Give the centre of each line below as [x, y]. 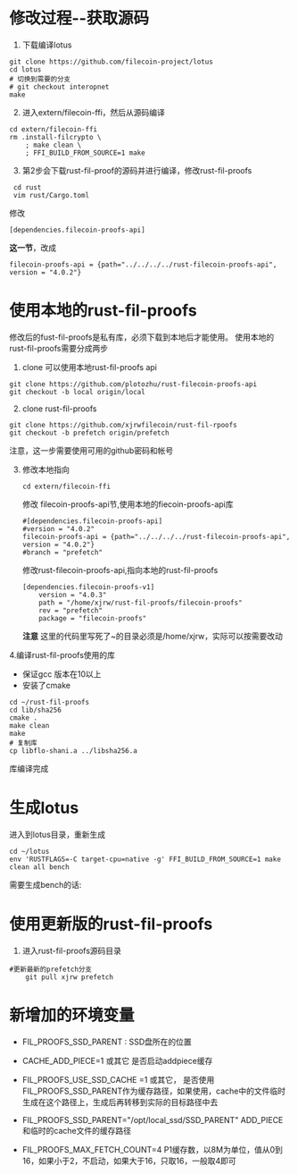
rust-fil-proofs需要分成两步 [59, 348]
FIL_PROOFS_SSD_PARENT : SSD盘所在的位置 [107, 1042]
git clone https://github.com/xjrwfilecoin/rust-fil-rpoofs [124, 425]
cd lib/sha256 [36, 710]
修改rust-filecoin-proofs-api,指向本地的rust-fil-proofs [120, 570]
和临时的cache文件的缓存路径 [77, 1130]
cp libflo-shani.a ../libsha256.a [74, 751]
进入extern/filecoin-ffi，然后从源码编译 [93, 112]
